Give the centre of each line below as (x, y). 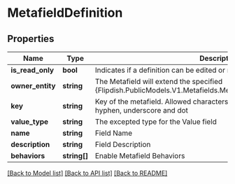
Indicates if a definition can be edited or (160, 70)
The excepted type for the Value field (156, 122)
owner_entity (33, 86)
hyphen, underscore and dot (142, 110)
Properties (31, 39)
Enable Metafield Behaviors (140, 156)
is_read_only (33, 70)
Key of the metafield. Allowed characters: (163, 101)
